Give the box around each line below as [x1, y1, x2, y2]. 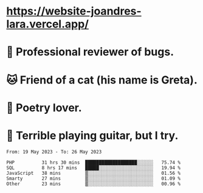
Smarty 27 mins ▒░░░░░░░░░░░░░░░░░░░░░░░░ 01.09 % [6, 175, 181, 181]
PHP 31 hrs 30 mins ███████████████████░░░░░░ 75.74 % [6, 160, 181, 166]
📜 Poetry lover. [6, 100, 82, 114]
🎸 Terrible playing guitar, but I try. [6, 128, 179, 142]
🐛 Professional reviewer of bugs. [6, 45, 174, 59]
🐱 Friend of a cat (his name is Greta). [6, 73, 198, 86]
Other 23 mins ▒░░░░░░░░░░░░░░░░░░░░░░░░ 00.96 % [6, 181, 181, 187]
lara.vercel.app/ [6, 17, 89, 31]
